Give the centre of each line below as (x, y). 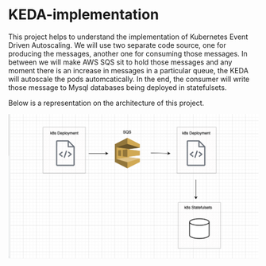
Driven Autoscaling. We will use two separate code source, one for (117, 45)
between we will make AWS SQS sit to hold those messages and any (120, 62)
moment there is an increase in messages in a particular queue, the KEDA (128, 70)
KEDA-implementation (84, 15)
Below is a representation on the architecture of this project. (106, 103)
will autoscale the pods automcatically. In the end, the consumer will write (129, 79)
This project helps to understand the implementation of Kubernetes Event (128, 37)
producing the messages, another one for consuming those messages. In (128, 53)
